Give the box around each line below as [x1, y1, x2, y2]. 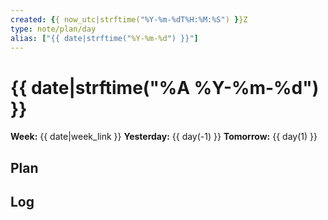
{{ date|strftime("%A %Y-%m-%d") [10, 76, 320, 99]
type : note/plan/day [10, 24, 97, 34]
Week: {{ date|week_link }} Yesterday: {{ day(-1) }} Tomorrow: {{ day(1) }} [10, 131, 318, 143]
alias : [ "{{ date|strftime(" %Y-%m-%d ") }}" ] [10, 33, 199, 43]
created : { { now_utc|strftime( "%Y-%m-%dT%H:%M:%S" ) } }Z [10, 14, 248, 25]
